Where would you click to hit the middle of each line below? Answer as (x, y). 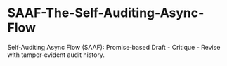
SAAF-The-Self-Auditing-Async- (106, 13)
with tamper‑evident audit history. (56, 55)
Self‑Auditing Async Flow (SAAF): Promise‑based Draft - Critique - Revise (114, 47)
